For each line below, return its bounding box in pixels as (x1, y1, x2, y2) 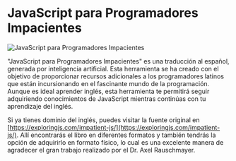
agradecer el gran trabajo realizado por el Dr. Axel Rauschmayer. (7, 145, 196, 154)
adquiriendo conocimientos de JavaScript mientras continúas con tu (7, 94, 206, 103)
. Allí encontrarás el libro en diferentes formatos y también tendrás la (16, 131, 216, 139)
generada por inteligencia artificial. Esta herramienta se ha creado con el (7, 64, 219, 73)
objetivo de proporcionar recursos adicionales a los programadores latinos (7, 72, 225, 80)
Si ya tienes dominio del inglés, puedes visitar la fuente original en (7, 115, 200, 124)
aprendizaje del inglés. (7, 102, 73, 110)
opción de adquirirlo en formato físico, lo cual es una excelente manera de (7, 138, 224, 146)
